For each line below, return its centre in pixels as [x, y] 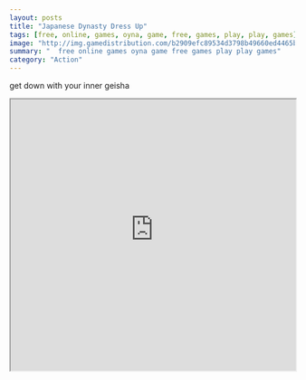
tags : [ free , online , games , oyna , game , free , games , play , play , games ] [153, 34]
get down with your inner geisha [69, 85]
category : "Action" [46, 60]
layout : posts [36, 18]
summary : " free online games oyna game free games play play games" [145, 52]
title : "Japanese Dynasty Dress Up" [78, 26]
